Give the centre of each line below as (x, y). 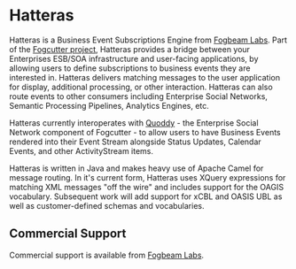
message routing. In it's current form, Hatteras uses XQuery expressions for (148, 177)
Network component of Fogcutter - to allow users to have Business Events (145, 132)
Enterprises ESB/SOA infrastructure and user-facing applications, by (134, 58)
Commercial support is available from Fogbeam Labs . (107, 255)
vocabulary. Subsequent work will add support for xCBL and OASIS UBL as (146, 196)
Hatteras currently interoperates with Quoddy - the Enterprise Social (134, 123)
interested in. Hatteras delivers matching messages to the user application (145, 77)
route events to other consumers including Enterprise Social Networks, (139, 96)
